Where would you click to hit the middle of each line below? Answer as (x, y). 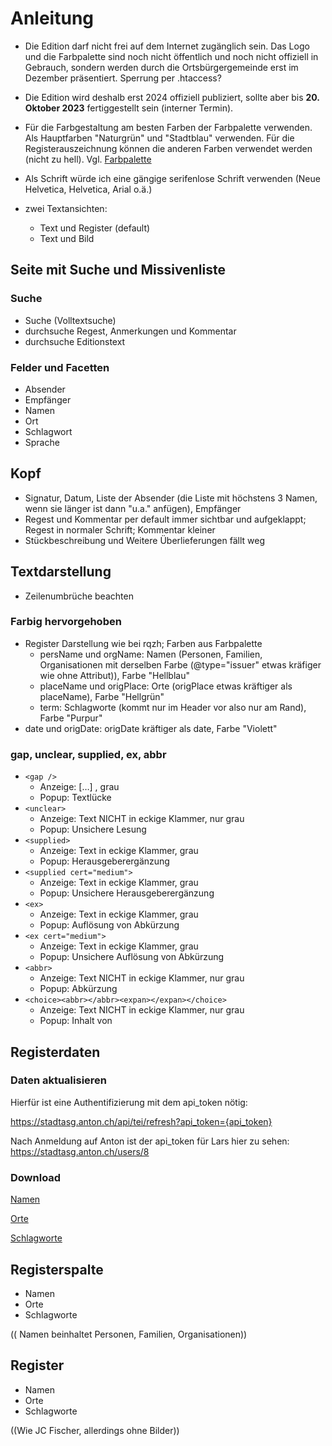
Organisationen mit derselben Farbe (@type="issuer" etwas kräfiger (180, 664)
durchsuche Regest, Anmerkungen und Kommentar (130, 331)
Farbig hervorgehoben (66, 622)
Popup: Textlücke (75, 798)
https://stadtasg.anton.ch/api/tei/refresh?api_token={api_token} (141, 1121)
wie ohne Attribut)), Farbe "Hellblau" (114, 675)
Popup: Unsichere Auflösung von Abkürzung (132, 957)
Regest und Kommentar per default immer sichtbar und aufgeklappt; (165, 519)
